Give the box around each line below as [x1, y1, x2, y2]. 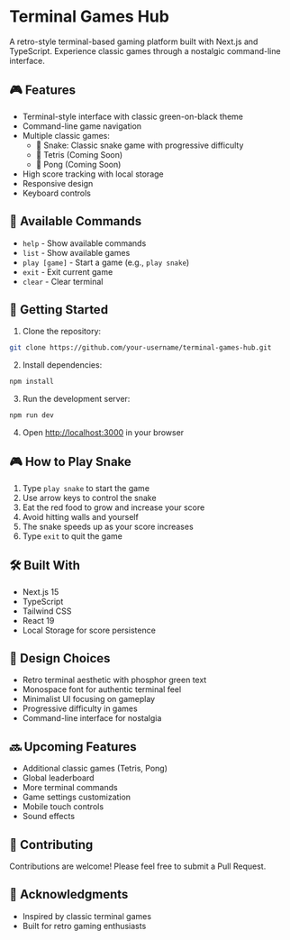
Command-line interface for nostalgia [22, 713, 162, 724]
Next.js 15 [22, 586, 59, 597]
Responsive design [22, 178, 94, 188]
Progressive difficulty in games [22, 703, 138, 714]
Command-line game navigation [22, 120, 142, 132]
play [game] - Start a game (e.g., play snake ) [22, 257, 190, 268]
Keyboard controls [22, 187, 92, 198]
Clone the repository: [22, 326, 102, 337]
